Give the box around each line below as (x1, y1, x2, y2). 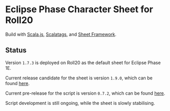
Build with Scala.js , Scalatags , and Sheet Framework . (5, 31, 117, 37)
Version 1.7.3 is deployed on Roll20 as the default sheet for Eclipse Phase (5, 60, 161, 66)
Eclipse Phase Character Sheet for (5, 4, 154, 15)
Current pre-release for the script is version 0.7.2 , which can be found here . (5, 90, 165, 96)
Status (5, 46, 27, 54)
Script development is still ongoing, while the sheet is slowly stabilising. (5, 100, 155, 106)
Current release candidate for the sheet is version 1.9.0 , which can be (5, 75, 153, 81)
